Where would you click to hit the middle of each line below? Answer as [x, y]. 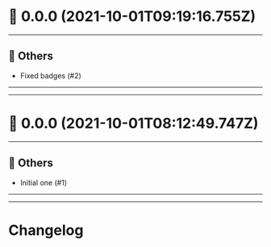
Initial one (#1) [43, 182]
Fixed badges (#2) [51, 75]
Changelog [46, 230]
